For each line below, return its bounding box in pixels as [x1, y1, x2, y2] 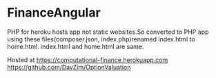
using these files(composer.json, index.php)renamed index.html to [7, 35, 195, 43]
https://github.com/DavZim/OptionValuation [7, 63, 131, 71]
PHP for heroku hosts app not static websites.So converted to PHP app [7, 28, 209, 36]
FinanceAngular [7, 5, 101, 21]
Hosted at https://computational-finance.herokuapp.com [7, 55, 168, 64]
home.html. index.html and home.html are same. [7, 42, 144, 50]
